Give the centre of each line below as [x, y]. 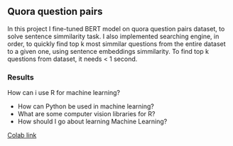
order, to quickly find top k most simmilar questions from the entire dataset [116, 44]
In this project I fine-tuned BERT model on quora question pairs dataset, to [116, 28]
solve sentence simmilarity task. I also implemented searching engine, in [113, 36]
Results [21, 77]
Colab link [22, 135]
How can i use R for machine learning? [64, 93]
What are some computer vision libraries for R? [86, 114]
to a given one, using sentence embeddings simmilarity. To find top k [108, 51]
